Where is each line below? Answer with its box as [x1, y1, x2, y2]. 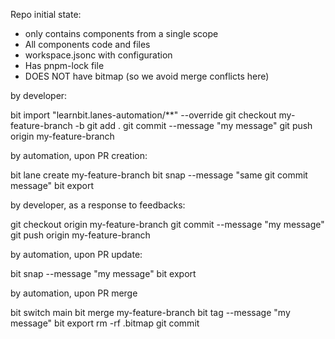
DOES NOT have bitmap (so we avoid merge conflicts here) [24, 70, 270, 82]
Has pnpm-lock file [24, 60, 105, 71]
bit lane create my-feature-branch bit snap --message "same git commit [10, 169, 308, 181]
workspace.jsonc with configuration [24, 49, 173, 61]
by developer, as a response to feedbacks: [10, 199, 186, 211]
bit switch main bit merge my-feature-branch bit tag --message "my [10, 307, 291, 318]
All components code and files [24, 39, 151, 50]
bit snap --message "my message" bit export [10, 268, 197, 279]
